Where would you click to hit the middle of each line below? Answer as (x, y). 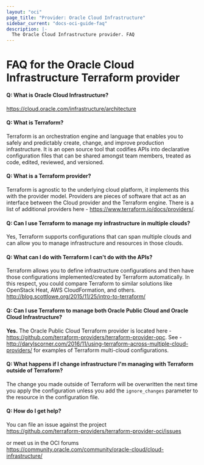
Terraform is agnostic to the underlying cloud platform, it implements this (98, 189)
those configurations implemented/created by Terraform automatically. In (98, 277)
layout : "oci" (24, 12)
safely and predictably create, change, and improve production (85, 142)
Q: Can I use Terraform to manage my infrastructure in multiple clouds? (98, 223)
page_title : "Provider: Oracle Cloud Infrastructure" (76, 18)
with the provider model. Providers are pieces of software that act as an (96, 196)
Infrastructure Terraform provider (93, 78)
